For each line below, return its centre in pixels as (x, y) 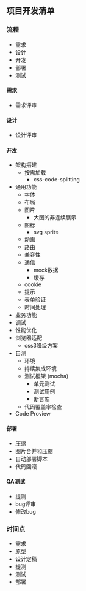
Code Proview (33, 414)
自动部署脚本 (31, 459)
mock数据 (46, 270)
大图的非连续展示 (55, 218)
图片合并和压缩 (34, 451)
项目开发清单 (30, 11)
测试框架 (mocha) (46, 376)
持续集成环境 (40, 368)
